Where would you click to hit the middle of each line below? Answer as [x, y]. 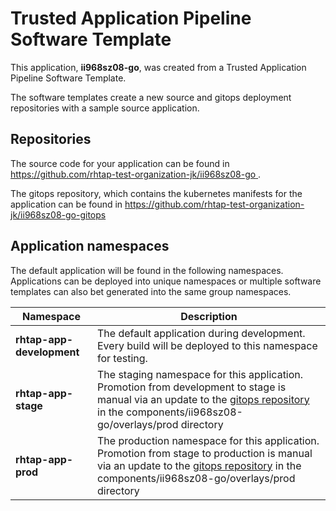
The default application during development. [201, 333]
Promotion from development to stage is [192, 387]
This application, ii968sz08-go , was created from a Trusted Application [158, 67]
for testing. [122, 358]
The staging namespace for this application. [200, 374]
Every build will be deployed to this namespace [207, 345]
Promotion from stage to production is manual [205, 453]
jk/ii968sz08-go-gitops [58, 214]
